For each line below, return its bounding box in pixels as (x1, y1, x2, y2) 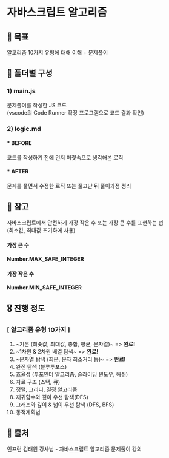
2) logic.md (7, 124, 41, 133)
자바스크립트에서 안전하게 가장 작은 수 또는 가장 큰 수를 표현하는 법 (7, 219, 164, 226)
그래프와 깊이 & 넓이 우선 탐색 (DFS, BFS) (15, 401, 114, 408)
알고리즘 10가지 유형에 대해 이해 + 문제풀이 (7, 49, 108, 56)
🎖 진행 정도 (7, 303, 45, 313)
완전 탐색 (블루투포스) (15, 363, 67, 370)
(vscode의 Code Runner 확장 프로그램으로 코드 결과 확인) (7, 109, 144, 116)
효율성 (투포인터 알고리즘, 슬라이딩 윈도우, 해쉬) (15, 371, 128, 378)
